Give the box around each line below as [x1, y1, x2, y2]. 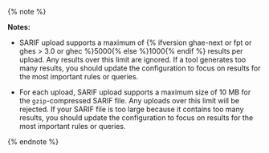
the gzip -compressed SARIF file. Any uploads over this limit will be [18, 96, 240, 105]
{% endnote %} [7, 137, 59, 147]
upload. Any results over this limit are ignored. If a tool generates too [18, 55, 247, 64]
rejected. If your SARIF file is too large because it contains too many [18, 104, 244, 114]
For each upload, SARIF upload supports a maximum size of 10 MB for [18, 87, 251, 97]
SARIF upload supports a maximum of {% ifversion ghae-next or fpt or [18, 38, 252, 47]
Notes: [7, 22, 31, 31]
